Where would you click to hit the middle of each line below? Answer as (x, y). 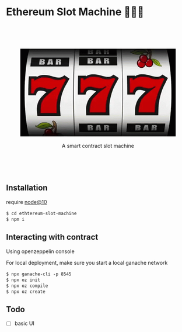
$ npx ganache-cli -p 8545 (39, 274)
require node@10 (27, 202)
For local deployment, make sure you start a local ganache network (87, 262)
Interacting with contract (52, 237)
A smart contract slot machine (98, 146)
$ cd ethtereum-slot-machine (41, 213)
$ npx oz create (26, 292)
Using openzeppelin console (40, 251)
